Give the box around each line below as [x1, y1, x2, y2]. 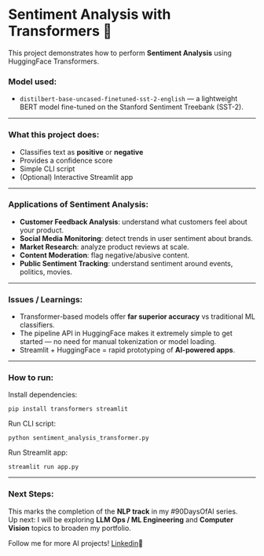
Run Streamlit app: [8, 448, 68, 457]
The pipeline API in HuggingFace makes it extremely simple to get [19, 328, 233, 338]
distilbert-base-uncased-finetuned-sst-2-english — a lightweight [19, 94, 238, 104]
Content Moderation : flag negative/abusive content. [19, 250, 190, 260]
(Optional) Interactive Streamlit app [19, 172, 134, 181]
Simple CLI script [19, 163, 75, 174]
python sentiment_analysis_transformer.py [8, 434, 149, 442]
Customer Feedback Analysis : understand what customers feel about [19, 217, 247, 226]
